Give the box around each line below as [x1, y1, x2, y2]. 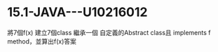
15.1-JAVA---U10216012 [7, 4, 148, 20]
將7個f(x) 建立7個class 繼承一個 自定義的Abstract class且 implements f [7, 28, 211, 37]
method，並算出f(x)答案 [7, 37, 77, 46]
